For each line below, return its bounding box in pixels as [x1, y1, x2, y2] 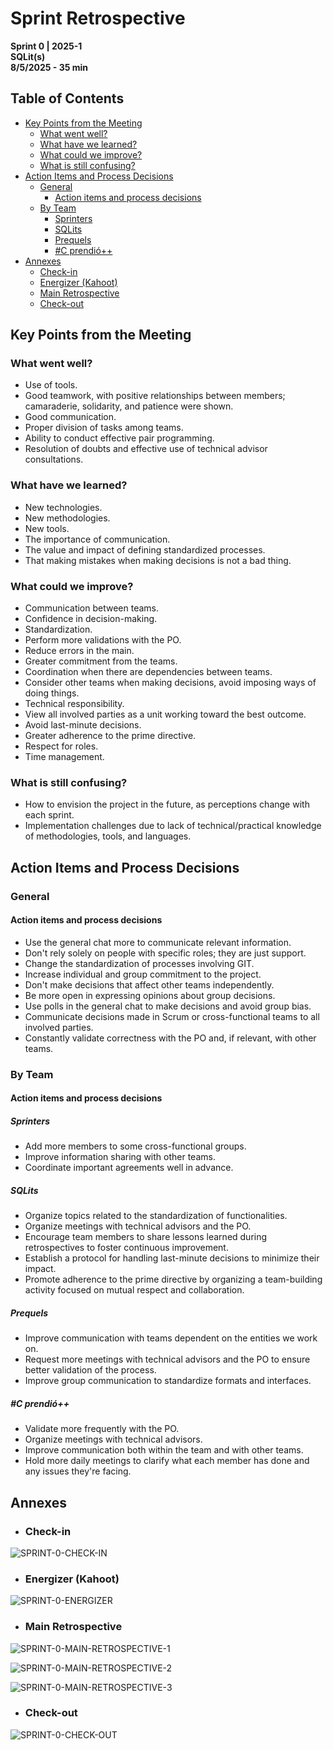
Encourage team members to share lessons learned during [24, 1231, 268, 1243]
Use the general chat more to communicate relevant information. [24, 936, 292, 948]
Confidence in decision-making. [24, 613, 158, 625]
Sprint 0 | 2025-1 [10, 40, 83, 52]
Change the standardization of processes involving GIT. [24, 957, 255, 969]
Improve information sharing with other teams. [24, 1151, 216, 1163]
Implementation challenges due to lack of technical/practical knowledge [24, 820, 322, 832]
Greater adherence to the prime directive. [24, 730, 197, 742]
